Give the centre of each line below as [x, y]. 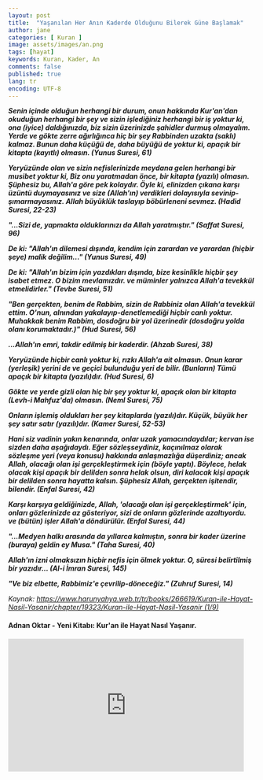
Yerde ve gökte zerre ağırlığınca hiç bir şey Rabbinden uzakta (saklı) [122, 136]
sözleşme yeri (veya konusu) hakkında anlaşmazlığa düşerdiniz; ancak [127, 456]
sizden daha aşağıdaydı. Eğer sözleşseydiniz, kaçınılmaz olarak [115, 447]
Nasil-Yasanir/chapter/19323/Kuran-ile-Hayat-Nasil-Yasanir [105, 608]
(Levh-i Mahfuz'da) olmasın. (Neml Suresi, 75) [86, 400]
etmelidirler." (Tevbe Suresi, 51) [60, 289]
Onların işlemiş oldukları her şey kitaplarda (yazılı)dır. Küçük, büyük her [128, 416]
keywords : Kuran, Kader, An [54, 60]
